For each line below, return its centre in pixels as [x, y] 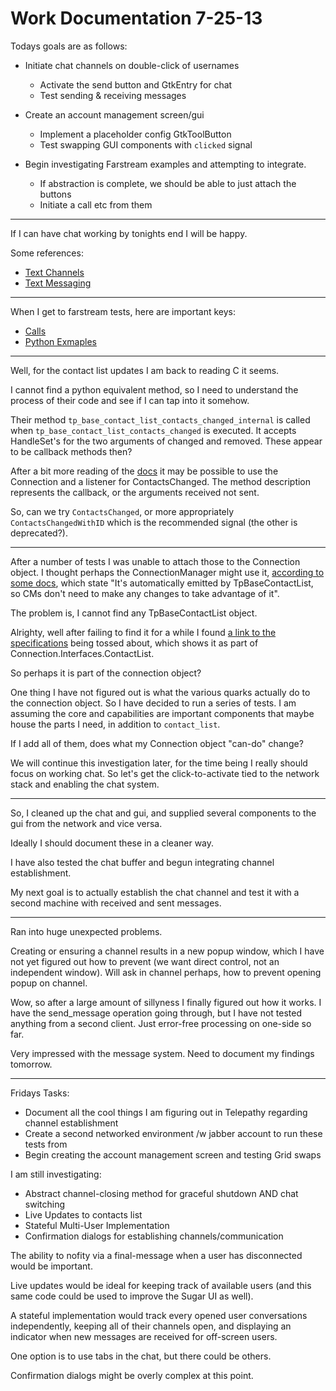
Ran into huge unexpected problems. [86, 931]
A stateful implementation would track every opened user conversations [159, 1315]
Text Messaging [58, 283]
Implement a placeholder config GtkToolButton [135, 134]
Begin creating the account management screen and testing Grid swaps [173, 1154]
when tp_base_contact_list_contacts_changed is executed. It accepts [153, 430]
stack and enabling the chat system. [85, 784]
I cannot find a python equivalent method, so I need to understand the [154, 389]
